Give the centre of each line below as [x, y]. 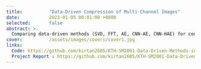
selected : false [34, 23]
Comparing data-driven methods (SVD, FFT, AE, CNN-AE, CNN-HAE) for [99, 34]
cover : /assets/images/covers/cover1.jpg [71, 40]
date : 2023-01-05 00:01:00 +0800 [61, 17]
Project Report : [33, 56]
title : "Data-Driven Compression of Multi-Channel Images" [93, 12]
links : [14, 46]
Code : [19, 51]
